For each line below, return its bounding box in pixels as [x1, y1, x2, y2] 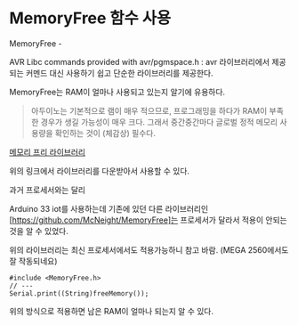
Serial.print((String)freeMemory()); [9, 288, 149, 298]
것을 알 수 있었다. [9, 225, 69, 236]
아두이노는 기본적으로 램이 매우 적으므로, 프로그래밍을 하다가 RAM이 [30, 105, 268, 116]
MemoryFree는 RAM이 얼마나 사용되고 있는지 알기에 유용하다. [9, 86, 225, 97]
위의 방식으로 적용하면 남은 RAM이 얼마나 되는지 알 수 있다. [9, 305, 214, 316]
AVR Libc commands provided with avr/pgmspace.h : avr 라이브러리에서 [9, 56, 270, 67]
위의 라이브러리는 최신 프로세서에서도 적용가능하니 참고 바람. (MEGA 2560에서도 [9, 244, 289, 255]
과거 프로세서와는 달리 [9, 184, 86, 195]
